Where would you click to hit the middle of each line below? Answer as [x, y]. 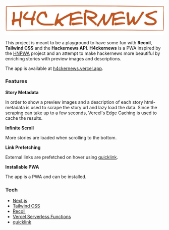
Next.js [20, 201]
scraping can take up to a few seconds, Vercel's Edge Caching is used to [81, 113]
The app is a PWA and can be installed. [46, 177]
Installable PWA [22, 167]
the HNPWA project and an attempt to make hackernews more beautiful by [83, 53]
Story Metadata [22, 92]
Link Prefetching [23, 147]
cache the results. [24, 118]
